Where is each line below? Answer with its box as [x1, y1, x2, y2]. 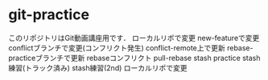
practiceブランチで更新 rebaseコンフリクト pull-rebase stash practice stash [8, 53, 261, 62]
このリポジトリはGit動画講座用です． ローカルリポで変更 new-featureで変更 [8, 33, 260, 42]
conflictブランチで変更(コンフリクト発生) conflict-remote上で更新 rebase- [8, 42, 254, 53]
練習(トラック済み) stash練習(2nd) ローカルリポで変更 [8, 62, 188, 73]
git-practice [8, 6, 90, 24]
